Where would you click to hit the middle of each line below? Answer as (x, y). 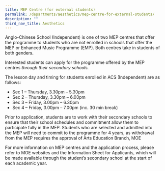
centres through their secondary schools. (47, 68)
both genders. (19, 53)
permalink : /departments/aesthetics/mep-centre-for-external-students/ (80, 14)
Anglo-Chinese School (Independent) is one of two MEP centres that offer (80, 37)
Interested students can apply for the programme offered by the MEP (75, 62)
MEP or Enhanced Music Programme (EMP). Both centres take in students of (82, 48)
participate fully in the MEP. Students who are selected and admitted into (79, 128)
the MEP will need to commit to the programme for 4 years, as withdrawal (80, 133)
